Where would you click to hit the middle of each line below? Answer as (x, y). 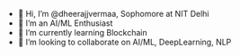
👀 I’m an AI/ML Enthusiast (65, 23)
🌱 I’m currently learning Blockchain (82, 32)
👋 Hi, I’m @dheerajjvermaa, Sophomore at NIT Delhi (113, 14)
